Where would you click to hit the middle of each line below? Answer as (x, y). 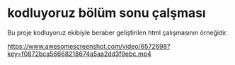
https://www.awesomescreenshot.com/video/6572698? (89, 46)
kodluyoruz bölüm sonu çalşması (107, 13)
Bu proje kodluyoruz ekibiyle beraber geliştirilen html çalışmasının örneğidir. (118, 32)
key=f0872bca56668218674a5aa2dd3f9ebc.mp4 (80, 54)
